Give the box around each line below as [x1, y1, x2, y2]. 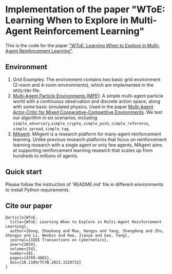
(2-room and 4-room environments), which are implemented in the [12, 82, 154, 88]
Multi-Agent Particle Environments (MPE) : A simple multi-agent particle [12, 92, 163, 99]
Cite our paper [5, 201, 52, 210]
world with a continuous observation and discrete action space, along [12, 98, 161, 104]
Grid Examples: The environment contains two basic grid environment [12, 76, 161, 83]
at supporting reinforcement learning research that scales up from [12, 147, 153, 153]
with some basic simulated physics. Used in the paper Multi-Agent [12, 104, 154, 110]
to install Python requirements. [5, 186, 70, 193]
